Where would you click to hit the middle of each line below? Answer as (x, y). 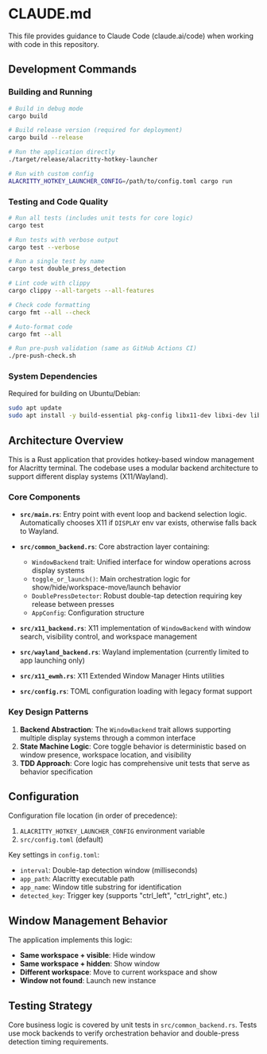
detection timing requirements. (58, 1042)
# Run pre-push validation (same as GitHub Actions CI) (103, 348)
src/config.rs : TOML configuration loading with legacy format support (136, 691)
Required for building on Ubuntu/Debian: (74, 394)
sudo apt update (35, 408)
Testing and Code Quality (58, 201)
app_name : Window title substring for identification (101, 887)
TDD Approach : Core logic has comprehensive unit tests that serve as (135, 763)
